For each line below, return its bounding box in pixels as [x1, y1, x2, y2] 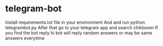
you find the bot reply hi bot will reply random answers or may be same [5, 30, 152, 36]
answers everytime [5, 35, 45, 41]
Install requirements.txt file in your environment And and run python [5, 19, 145, 25]
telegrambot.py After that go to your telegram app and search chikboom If [5, 24, 158, 30]
